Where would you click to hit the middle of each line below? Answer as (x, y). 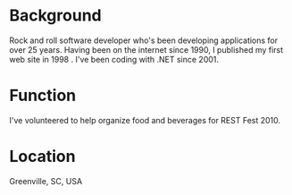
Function (43, 96)
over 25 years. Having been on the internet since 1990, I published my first (146, 49)
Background (55, 16)
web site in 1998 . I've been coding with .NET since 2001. (114, 59)
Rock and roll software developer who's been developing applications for (144, 40)
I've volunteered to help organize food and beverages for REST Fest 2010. (145, 120)
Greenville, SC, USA (46, 181)
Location (42, 157)
